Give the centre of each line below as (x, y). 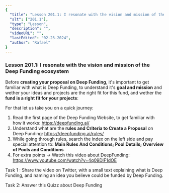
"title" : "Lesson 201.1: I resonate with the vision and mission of (83, 15)
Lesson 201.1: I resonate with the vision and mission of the (77, 65)
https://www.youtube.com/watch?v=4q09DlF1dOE (65, 160)
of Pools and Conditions (38, 149)
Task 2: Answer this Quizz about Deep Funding (54, 185)
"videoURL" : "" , (27, 33)
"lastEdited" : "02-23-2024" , (40, 38)
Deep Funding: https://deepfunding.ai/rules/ (58, 133)
